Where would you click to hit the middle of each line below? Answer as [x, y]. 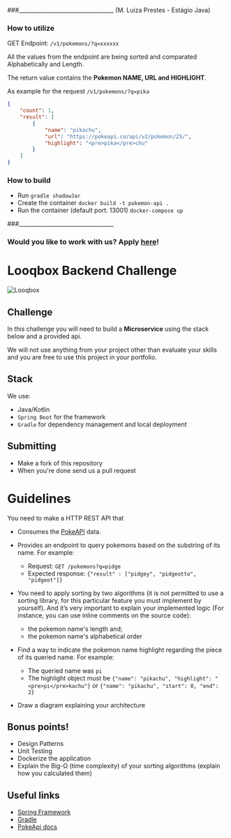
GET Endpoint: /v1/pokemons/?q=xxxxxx [63, 43]
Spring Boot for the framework [61, 417]
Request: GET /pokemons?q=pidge [74, 566]
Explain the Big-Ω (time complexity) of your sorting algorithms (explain [119, 766]
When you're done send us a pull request [76, 470]
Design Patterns [40, 744]
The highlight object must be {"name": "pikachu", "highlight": [120, 678]
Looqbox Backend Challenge [92, 271]
